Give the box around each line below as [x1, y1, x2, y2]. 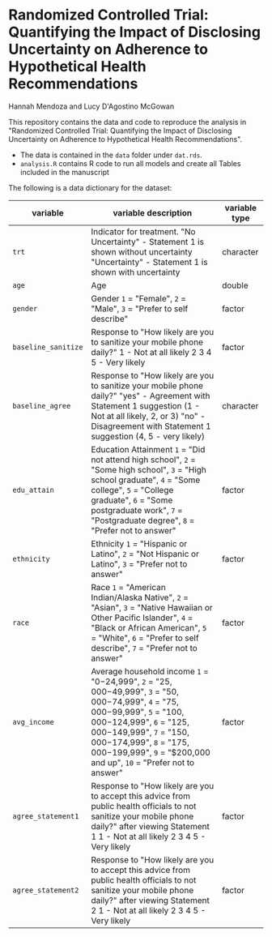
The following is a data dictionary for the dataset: [8, 182, 172, 192]
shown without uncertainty [91, 246, 193, 257]
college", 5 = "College [91, 484, 174, 495]
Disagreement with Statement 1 [91, 420, 212, 431]
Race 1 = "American [91, 581, 166, 593]
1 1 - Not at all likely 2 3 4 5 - [91, 831, 206, 842]
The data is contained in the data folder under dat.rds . [19, 150, 202, 160]
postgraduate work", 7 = [91, 504, 184, 516]
